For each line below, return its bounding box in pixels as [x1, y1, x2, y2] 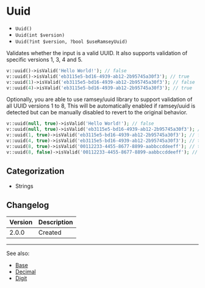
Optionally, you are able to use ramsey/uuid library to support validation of [6, 96, 193, 103]
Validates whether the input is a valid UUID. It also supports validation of [6, 49, 188, 56]
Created [38, 228, 62, 237]
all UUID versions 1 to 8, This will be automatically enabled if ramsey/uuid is [6, 102, 196, 109]
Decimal [15, 268, 36, 276]
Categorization [6, 166, 65, 177]
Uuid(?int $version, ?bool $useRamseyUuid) [15, 39, 128, 45]
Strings [15, 182, 34, 190]
